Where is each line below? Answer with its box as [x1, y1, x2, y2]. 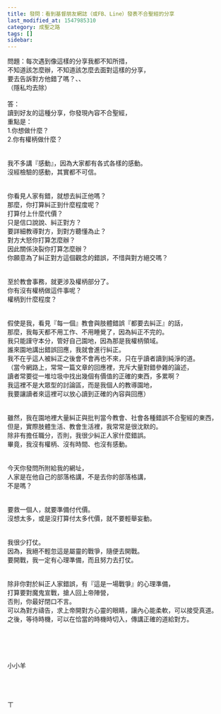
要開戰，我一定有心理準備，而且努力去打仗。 [7, 556, 138, 564]
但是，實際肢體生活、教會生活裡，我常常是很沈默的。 [7, 422, 162, 431]
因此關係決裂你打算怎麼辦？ [7, 245, 88, 253]
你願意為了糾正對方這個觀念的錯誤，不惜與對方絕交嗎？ [7, 254, 168, 262]
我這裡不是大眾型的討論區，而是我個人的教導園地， [7, 381, 156, 390]
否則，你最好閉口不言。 [7, 597, 76, 606]
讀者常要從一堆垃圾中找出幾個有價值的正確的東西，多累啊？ [7, 372, 181, 380]
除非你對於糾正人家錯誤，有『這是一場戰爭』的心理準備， [7, 580, 174, 588]
